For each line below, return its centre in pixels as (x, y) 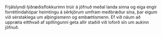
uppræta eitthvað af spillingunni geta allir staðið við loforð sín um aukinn (77, 22)
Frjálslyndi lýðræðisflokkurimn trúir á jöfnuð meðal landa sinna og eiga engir (81, 7)
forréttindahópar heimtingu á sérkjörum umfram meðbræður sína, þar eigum (81, 12)
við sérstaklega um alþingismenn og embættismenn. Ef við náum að (73, 17)
